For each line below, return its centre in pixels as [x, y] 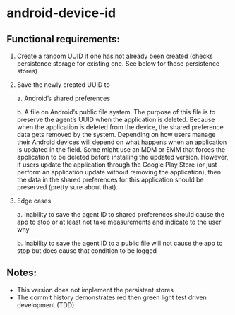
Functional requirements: [64, 39]
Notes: [22, 273]
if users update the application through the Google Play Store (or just [117, 165]
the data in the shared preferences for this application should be [110, 179]
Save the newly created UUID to [63, 85]
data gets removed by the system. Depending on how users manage [116, 135]
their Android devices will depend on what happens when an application [122, 142]
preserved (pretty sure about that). [67, 187]
